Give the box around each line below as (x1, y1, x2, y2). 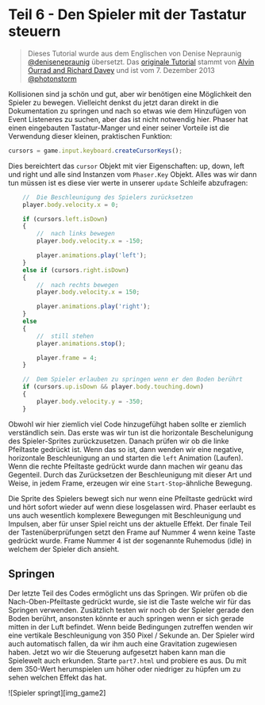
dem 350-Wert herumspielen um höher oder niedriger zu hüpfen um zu (8, 664, 241, 673)
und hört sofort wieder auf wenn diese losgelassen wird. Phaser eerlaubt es (8, 502, 256, 512)
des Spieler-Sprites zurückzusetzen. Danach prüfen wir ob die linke (8, 436, 229, 446)
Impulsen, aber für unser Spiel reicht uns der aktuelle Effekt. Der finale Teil (8, 519, 252, 528)
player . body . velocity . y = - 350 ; (36, 397, 144, 405)
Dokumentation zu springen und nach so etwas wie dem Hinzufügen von (8, 105, 247, 116)
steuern (8, 22, 61, 40)
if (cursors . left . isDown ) (22, 215, 109, 223)
